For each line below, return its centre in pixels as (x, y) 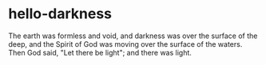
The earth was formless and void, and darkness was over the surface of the (133, 36)
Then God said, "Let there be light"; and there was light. (100, 52)
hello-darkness (60, 14)
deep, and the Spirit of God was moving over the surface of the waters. (125, 44)
